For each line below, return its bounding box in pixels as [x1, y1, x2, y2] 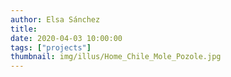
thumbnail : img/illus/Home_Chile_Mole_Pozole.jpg [10, 52, 222, 62]
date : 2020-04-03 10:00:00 [10, 33, 123, 43]
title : [10, 24, 38, 34]
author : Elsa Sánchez [10, 14, 101, 25]
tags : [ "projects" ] [10, 42, 92, 53]
